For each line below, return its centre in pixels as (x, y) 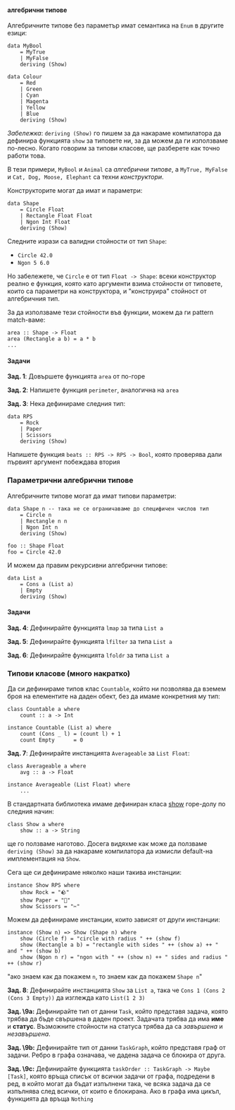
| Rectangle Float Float (56, 216)
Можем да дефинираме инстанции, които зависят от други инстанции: (114, 920)
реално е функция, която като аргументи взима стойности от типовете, (115, 284)
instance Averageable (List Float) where (69, 785)
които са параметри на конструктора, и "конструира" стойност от (107, 291)
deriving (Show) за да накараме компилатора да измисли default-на (110, 852)
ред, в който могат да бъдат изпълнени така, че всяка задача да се (109, 1084)
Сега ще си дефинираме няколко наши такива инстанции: (94, 873)
